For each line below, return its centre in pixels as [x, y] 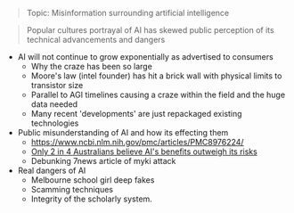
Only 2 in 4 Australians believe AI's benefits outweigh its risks [144, 152]
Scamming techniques [72, 189]
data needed [54, 104]
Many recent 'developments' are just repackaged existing [136, 114]
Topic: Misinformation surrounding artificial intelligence [128, 13]
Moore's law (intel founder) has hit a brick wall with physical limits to [156, 76]
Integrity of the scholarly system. [92, 199]
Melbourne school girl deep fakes [93, 180]
